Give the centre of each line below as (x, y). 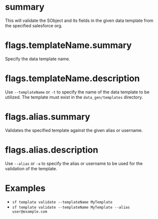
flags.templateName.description (72, 79)
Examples (25, 188)
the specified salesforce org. (34, 25)
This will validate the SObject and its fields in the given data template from (79, 20)
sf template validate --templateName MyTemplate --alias (71, 207)
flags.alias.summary (48, 117)
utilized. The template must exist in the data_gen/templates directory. (74, 97)
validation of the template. (31, 168)
